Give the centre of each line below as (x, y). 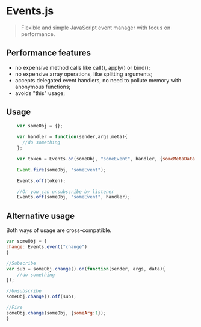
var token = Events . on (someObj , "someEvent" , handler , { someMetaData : (107, 159)
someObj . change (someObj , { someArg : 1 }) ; (56, 313)
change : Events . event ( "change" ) (47, 247)
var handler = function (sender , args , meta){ (73, 137)
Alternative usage (41, 215)
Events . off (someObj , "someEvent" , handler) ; (74, 197)
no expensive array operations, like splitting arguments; (84, 74)
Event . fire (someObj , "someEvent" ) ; (62, 170)
